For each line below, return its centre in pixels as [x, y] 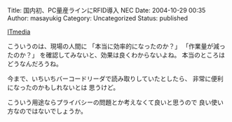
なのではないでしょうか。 [50, 111]
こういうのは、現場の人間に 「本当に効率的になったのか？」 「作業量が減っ [116, 46]
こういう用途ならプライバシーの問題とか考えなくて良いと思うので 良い [109, 102]
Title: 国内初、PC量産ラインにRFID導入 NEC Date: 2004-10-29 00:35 [107, 10]
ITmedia [19, 32]
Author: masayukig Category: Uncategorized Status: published [97, 18]
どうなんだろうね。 [35, 64]
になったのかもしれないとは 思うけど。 [63, 87]
